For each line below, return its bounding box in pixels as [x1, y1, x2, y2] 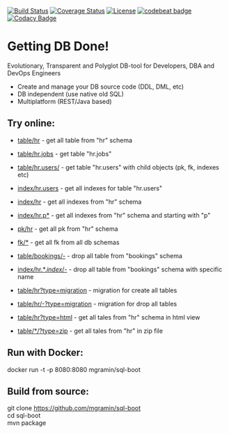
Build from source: [7, 385, 89, 397]
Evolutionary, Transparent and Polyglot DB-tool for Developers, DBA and [7, 61, 214, 70]
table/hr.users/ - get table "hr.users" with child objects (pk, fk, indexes [17, 163, 219, 171]
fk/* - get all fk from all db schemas [17, 238, 120, 246]
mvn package [7, 419, 47, 427]
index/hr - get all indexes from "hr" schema [17, 197, 142, 206]
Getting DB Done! [7, 38, 109, 54]
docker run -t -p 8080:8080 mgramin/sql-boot [7, 365, 141, 373]
